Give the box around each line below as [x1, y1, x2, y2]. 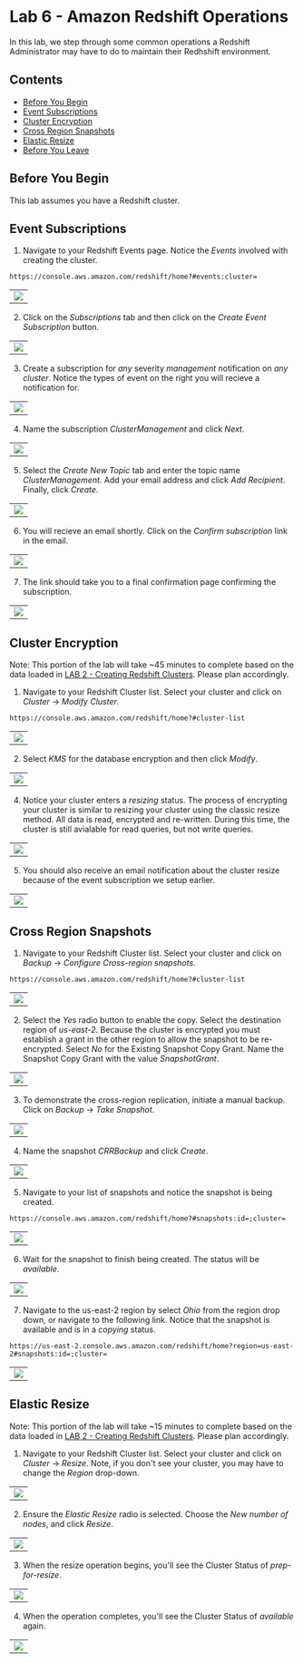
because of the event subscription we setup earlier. [22, 875, 216, 886]
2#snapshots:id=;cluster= [9, 1349, 107, 1358]
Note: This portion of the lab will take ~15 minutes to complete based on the [9, 1421, 293, 1432]
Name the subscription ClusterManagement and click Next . [22, 423, 245, 434]
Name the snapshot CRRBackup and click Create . [22, 1145, 209, 1156]
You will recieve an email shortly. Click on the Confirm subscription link [22, 526, 288, 537]
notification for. [22, 383, 80, 394]
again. [22, 1620, 46, 1631]
